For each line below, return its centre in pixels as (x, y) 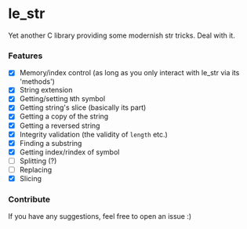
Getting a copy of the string (64, 116)
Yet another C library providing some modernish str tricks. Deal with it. (122, 35)
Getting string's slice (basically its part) (83, 107)
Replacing (36, 169)
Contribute (29, 199)
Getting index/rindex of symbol (69, 152)
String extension (46, 90)
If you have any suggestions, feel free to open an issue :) (100, 216)
